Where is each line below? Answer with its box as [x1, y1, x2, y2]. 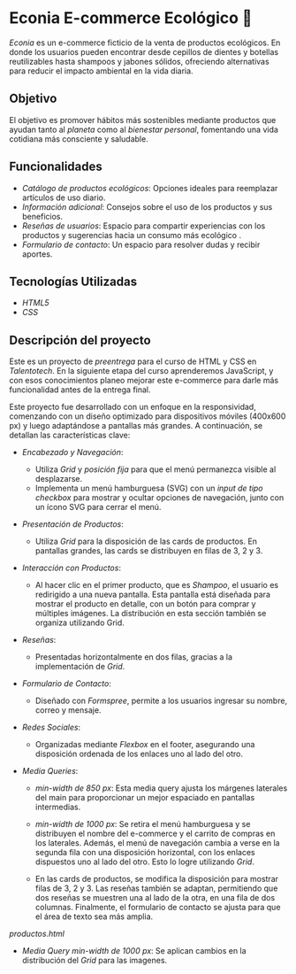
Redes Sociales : [21, 722, 81, 733]
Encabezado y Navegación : [21, 447, 124, 458]
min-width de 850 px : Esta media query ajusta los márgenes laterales [34, 783, 288, 793]
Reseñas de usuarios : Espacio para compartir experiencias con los [21, 220, 266, 231]
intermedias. [34, 801, 81, 813]
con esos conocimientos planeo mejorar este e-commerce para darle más [9, 375, 279, 386]
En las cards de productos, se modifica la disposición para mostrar [34, 874, 279, 885]
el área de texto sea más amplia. [34, 911, 154, 922]
